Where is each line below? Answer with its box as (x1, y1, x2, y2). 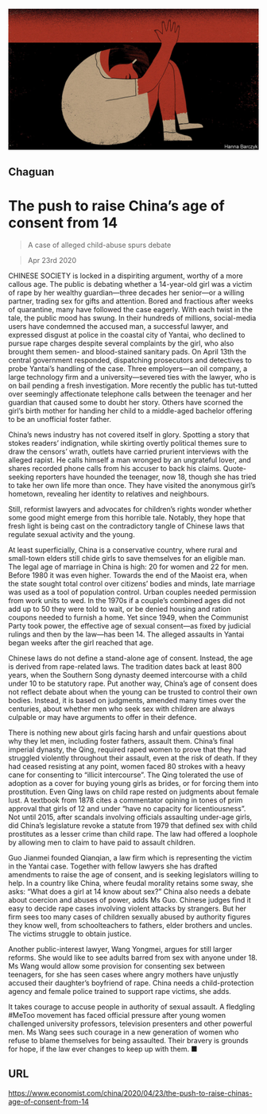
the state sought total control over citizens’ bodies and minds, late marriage (8, 578, 256, 588)
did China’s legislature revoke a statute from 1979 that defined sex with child (8, 820, 257, 830)
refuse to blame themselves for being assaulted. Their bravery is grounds (8, 1035, 249, 1045)
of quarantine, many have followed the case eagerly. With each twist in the (8, 304, 253, 314)
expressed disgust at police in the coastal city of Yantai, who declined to (8, 330, 246, 339)
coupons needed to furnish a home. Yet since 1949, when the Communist (8, 613, 249, 622)
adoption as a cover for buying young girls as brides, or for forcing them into (8, 778, 259, 787)
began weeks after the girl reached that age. (8, 637, 154, 648)
